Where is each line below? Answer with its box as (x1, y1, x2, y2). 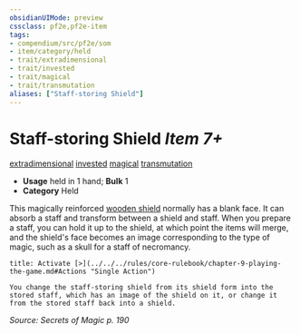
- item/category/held (9, 47, 92, 56)
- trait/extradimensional (9, 55, 107, 64)
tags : (9, 30, 30, 39)
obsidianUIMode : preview (9, 13, 103, 23)
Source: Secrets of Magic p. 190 (9, 315, 130, 326)
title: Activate (9, 260, 71, 269)
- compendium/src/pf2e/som (9, 38, 111, 48)
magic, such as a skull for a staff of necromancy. (9, 241, 191, 252)
